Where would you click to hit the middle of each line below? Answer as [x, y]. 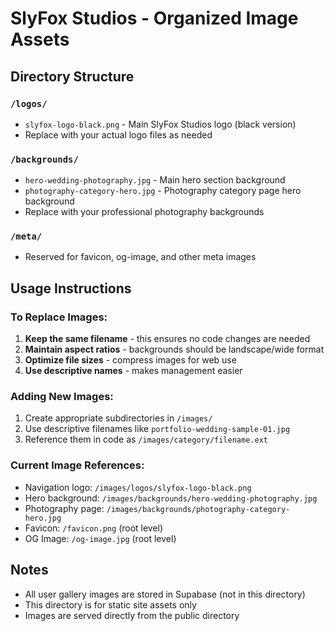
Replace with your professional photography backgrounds [144, 212]
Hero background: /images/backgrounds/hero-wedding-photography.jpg [171, 498]
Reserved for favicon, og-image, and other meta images [140, 257]
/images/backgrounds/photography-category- [198, 509]
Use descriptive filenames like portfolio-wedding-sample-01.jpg [157, 429]
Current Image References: [77, 465]
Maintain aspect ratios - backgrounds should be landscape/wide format [174, 349]
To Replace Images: [59, 317]
